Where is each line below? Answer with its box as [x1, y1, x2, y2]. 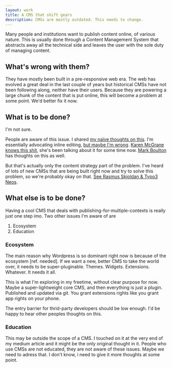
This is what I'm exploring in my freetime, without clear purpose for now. [5, 279, 159, 285]
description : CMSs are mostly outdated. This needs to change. [5, 17, 144, 22]
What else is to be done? [5, 193, 86, 203]
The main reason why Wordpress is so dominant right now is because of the [5, 253, 166, 259]
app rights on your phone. [5, 296, 61, 302]
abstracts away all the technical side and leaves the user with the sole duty [5, 42, 164, 48]
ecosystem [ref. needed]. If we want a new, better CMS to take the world [5, 258, 159, 264]
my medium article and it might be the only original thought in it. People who [5, 341, 167, 347]
